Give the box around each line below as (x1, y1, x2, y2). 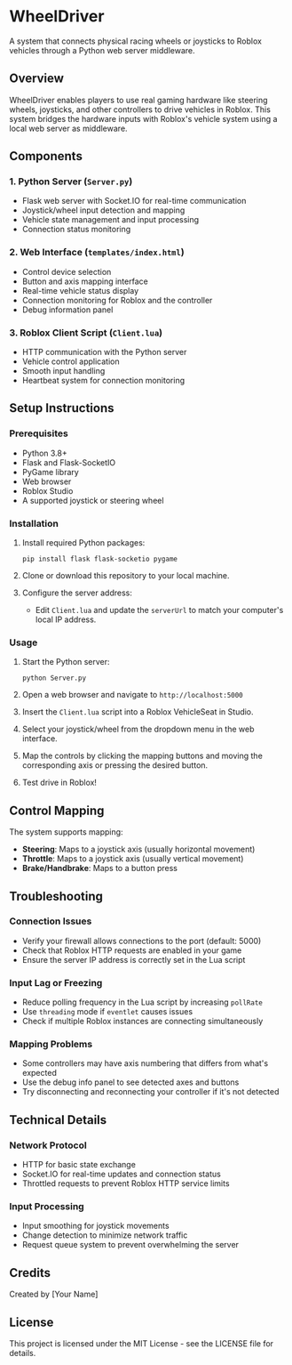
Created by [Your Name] (9, 1288, 99, 1300)
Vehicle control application (21, 356, 120, 367)
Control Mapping (9, 803, 105, 818)
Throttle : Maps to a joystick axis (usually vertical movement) (21, 853, 244, 864)
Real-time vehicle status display (21, 285, 139, 295)
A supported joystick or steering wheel (21, 495, 164, 505)
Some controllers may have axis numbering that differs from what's (21, 1058, 269, 1069)
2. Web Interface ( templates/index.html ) (9, 246, 185, 259)
